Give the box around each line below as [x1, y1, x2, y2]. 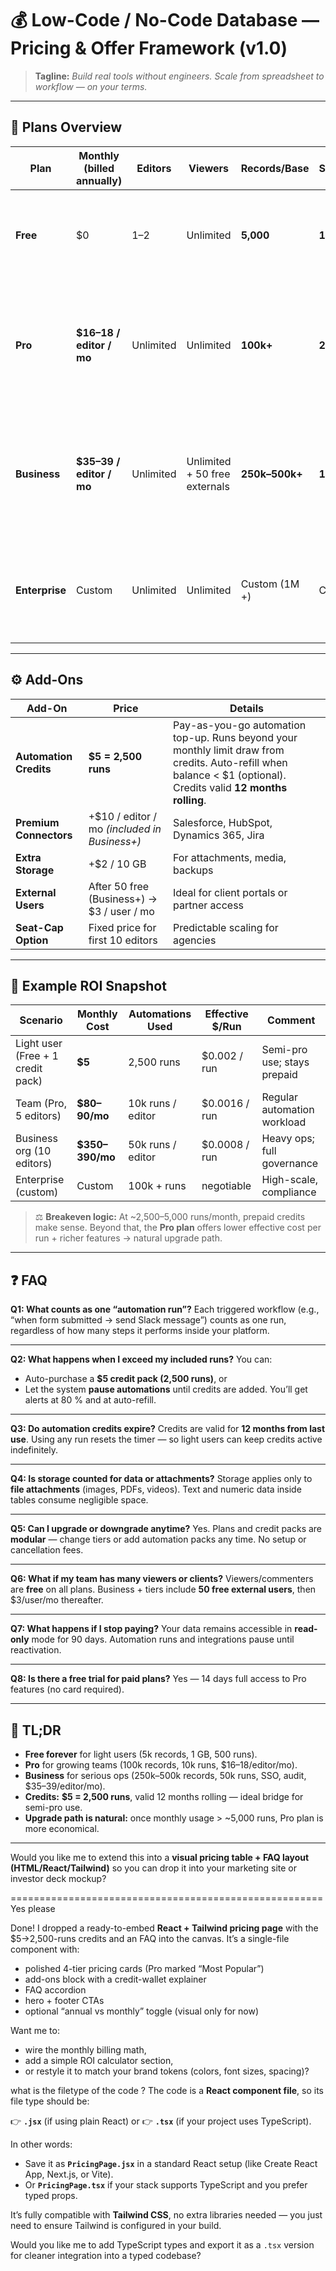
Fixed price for [88, 920, 157, 934]
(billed [83, 161, 115, 175]
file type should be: [10, 2095, 90, 2107]
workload [261, 1115, 307, 1129]
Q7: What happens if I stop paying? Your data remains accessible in [10, 1623, 293, 1635]
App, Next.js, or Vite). [24, 2168, 114, 2180]
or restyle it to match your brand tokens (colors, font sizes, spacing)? [24, 2065, 310, 2077]
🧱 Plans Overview [10, 119, 123, 136]
